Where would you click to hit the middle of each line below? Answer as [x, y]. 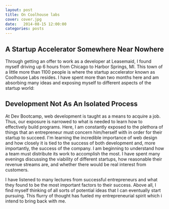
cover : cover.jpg [24, 19]
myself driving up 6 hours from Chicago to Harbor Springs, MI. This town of [84, 67]
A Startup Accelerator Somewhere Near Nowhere [85, 49]
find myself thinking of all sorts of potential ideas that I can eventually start [83, 190]
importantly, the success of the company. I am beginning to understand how [85, 148]
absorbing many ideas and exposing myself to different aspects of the [78, 83]
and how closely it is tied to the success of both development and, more [80, 143]
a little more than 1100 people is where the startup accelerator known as [80, 72]
